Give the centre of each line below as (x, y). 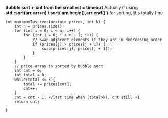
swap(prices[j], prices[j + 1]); (77, 49)
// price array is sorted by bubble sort (59, 66)
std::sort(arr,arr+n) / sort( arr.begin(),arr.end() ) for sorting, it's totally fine (84, 13)
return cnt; (27, 102)
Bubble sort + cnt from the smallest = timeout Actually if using (72, 7)
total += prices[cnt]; (47, 84)
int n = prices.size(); (40, 26)
